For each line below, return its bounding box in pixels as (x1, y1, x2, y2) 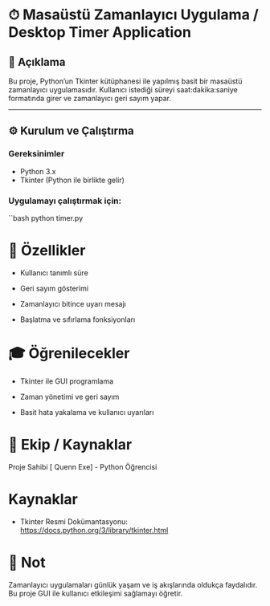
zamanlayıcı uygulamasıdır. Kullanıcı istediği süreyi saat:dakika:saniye (8, 85, 239, 94)
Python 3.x (19, 166, 56, 176)
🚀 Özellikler (8, 242, 86, 260)
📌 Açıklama (8, 55, 66, 69)
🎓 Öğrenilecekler (8, 344, 130, 363)
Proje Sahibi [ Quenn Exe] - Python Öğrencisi (8, 462, 157, 471)
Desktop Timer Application (8, 23, 191, 42)
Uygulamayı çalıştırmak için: (8, 195, 122, 206)
